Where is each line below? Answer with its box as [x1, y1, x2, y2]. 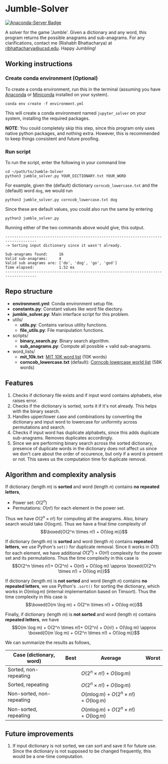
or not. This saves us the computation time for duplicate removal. [12, 456, 147, 462]
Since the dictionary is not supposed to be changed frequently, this [12, 748, 151, 754]
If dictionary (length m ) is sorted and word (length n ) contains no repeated [5, 484, 159, 490]
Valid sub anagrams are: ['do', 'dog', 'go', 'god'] [5, 260, 117, 265]
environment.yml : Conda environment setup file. [12, 300, 114, 306]
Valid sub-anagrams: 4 [5, 256, 61, 261]
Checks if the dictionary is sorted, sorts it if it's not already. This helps [12, 403, 157, 409]
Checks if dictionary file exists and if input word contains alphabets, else [12, 392, 162, 398]
